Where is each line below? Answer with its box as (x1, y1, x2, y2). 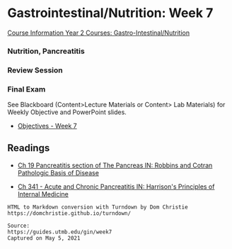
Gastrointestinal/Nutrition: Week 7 (7, 5, 214, 21)
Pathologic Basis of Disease (17, 168, 99, 177)
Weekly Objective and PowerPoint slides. (7, 108, 127, 116)
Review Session (7, 65, 63, 75)
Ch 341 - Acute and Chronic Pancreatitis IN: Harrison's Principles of (17, 182, 215, 191)
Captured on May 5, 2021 (7, 234, 81, 242)
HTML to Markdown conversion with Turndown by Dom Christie (7, 204, 189, 211)
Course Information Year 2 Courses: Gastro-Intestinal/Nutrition (7, 28, 190, 37)
